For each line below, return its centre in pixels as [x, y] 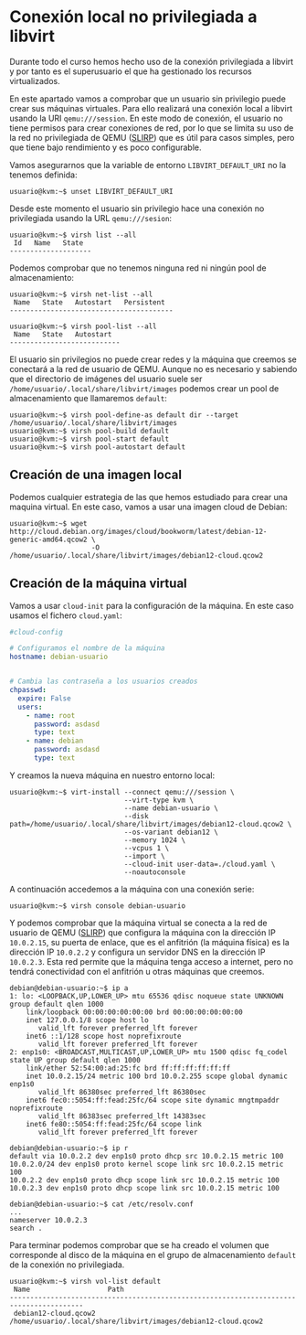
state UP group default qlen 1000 [75, 1060]
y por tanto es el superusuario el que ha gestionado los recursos [131, 71]
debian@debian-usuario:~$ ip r [69, 1148]
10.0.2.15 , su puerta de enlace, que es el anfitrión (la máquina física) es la [149, 942]
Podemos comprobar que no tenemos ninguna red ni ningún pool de [138, 268]
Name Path [69, 1289]
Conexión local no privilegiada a [133, 17]
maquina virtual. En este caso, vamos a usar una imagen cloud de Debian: [148, 507]
